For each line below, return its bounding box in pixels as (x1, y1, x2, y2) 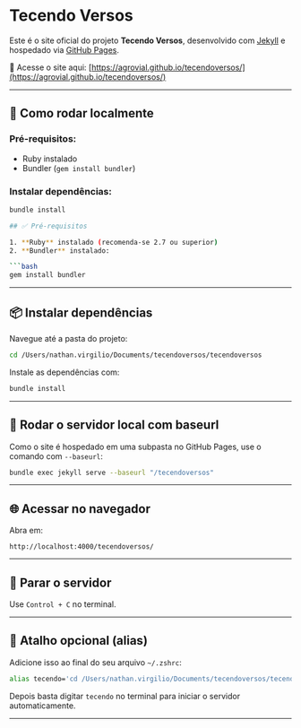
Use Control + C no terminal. (9, 599, 116, 610)
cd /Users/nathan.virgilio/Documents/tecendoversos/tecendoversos (9, 351, 262, 360)
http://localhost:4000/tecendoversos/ (9, 542, 154, 551)
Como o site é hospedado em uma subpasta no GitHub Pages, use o (9, 441, 262, 452)
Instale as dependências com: (9, 367, 120, 377)
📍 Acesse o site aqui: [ (9, 62, 92, 73)
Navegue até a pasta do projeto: (9, 333, 128, 343)
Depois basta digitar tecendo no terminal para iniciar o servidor (9, 690, 240, 701)
